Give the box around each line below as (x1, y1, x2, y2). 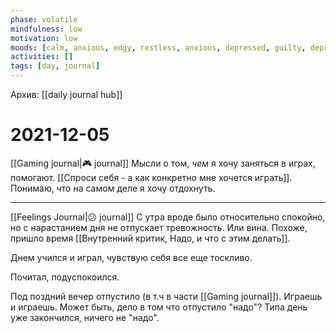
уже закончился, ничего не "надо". (10, 311, 160, 323)
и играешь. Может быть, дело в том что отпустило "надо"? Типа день (10, 301, 308, 313)
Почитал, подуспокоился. (10, 271, 120, 283)
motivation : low (10, 33, 78, 43)
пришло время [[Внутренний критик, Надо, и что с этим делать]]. (10, 232, 291, 244)
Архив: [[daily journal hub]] (10, 89, 123, 100)
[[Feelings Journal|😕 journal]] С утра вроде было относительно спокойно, (10, 211, 326, 223)
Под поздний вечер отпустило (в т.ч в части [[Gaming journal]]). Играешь (10, 290, 323, 302)
